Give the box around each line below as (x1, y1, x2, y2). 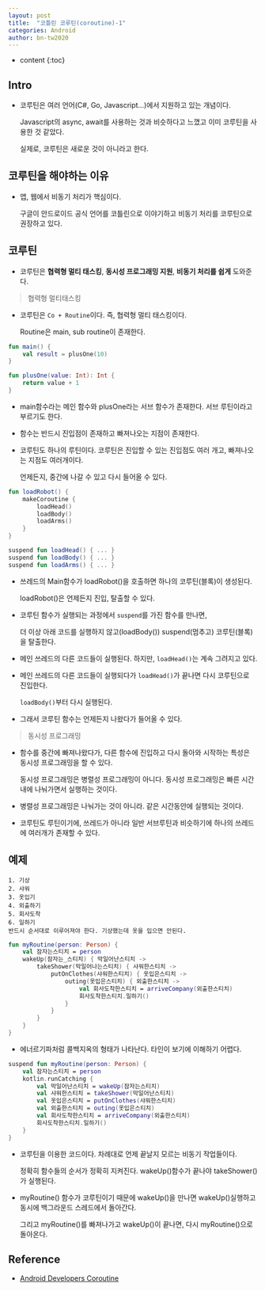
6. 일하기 (8, 918, 36, 927)
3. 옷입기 (8, 893, 36, 901)
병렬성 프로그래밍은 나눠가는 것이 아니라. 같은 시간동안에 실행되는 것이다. (19, 801, 244, 810)
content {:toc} (19, 55, 66, 65)
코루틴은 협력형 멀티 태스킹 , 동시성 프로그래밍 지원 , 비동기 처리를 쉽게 (19, 266, 232, 276)
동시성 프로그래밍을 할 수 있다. (19, 757, 113, 767)
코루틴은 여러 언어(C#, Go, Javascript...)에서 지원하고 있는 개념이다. (19, 101, 231, 110)
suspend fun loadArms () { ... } (8, 561, 115, 569)
